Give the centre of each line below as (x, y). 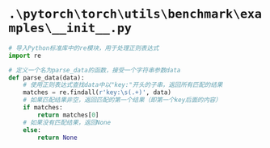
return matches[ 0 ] (68, 115)
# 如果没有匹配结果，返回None (67, 122)
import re (25, 55)
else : (32, 130)
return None (58, 138)
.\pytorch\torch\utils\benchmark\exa (135, 14)
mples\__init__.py (70, 29)
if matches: (43, 108)
